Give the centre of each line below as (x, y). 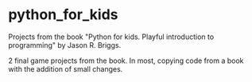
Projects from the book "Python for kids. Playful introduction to (111, 37)
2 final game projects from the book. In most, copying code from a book (126, 61)
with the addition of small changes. (66, 68)
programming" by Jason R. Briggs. (65, 45)
